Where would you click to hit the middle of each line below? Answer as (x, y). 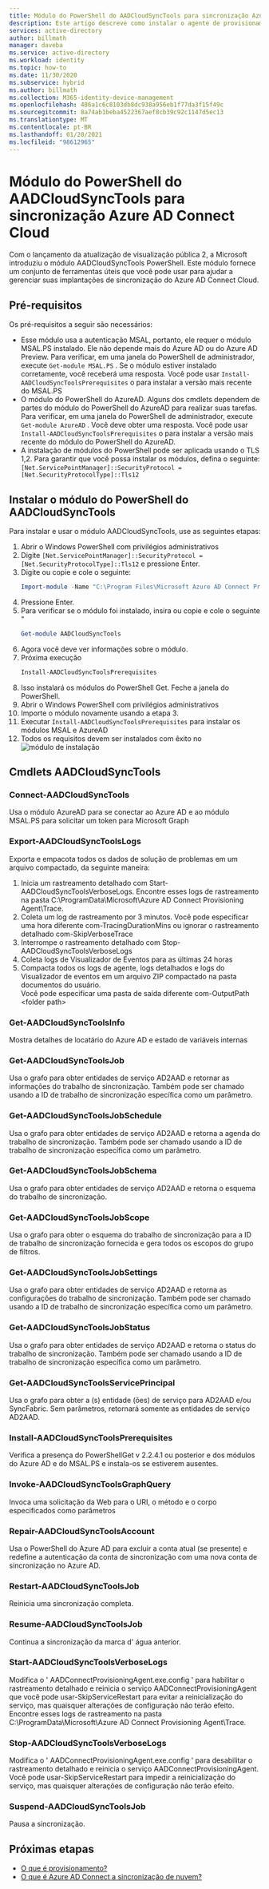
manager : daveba (36, 46)
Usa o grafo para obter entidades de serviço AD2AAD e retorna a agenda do (134, 1133)
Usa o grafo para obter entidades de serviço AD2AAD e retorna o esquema (133, 1188)
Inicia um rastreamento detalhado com (84, 883)
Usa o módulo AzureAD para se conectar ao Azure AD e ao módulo (119, 812)
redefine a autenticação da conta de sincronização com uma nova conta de (133, 1556)
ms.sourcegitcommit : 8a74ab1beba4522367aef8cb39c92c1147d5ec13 (117, 113)
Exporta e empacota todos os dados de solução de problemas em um (124, 859)
